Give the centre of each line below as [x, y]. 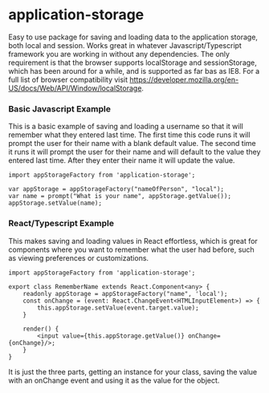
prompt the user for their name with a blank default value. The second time [132, 144]
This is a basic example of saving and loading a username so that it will [126, 127]
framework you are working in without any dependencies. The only [119, 54]
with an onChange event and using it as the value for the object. [114, 380]
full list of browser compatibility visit [68, 79]
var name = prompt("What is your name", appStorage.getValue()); [120, 196]
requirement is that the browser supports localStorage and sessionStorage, [132, 63]
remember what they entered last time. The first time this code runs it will [129, 135]
